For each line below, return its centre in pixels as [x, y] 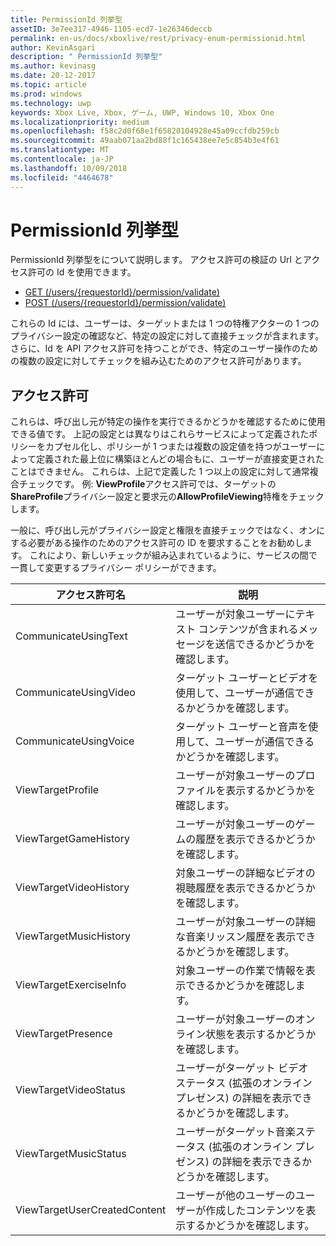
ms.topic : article [48, 85]
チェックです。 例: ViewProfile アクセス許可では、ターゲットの [147, 484]
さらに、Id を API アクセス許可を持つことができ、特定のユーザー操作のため [164, 348]
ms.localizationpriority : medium [80, 122]
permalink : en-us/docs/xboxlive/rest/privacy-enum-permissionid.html [158, 38]
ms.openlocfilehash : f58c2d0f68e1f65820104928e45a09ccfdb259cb [145, 131]
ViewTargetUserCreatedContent [91, 1210]
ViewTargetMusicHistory [73, 936]
